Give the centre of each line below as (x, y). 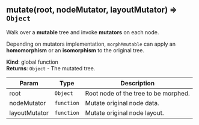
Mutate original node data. (122, 103)
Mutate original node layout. (124, 112)
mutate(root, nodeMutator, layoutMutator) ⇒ (92, 10)
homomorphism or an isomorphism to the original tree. (75, 50)
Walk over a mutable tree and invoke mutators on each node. (83, 32)
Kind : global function (32, 62)
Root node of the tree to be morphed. (138, 93)
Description (137, 83)
